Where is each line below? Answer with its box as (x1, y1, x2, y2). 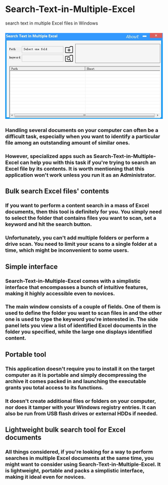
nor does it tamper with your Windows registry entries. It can (5, 404, 156, 411)
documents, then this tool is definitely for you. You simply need (5, 208, 162, 215)
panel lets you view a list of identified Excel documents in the (5, 322, 156, 329)
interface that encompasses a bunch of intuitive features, (5, 283, 148, 290)
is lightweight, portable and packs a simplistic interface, (5, 467, 144, 474)
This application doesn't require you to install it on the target (5, 365, 155, 372)
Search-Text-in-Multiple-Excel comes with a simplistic (5, 277, 141, 284)
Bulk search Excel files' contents (5, 187, 109, 196)
